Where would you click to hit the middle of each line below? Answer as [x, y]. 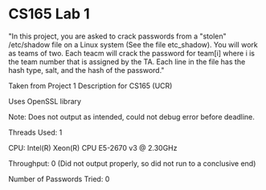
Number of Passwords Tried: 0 [59, 179]
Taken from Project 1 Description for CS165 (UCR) [90, 86]
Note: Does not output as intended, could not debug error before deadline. [132, 116]
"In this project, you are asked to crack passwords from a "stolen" [117, 36]
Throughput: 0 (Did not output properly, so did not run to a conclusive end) [132, 163]
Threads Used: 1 [35, 132]
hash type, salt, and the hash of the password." [86, 70]
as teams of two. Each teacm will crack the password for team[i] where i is [132, 53]
